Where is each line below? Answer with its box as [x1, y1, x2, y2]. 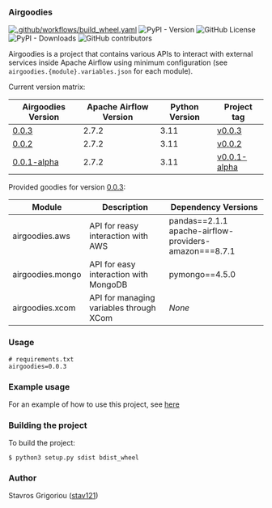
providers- [168, 236, 210, 247]
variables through [88, 302, 156, 314]
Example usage [8, 381, 70, 392]
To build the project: [8, 438, 75, 448]
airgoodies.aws [12, 230, 70, 241]
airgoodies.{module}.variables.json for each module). [8, 66, 193, 76]
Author [8, 472, 37, 484]
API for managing [88, 292, 155, 304]
